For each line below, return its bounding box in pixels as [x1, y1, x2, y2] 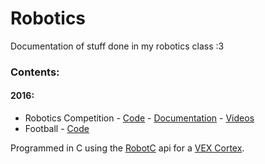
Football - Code [24, 123, 90, 135]
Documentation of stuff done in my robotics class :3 [10, 40, 225, 52]
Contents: [10, 65, 60, 79]
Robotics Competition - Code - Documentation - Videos [24, 112, 255, 124]
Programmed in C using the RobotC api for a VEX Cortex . [10, 142, 245, 154]
